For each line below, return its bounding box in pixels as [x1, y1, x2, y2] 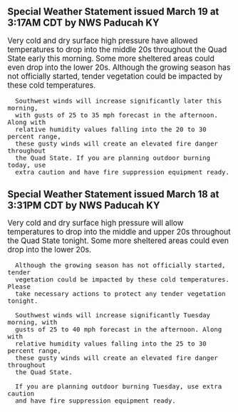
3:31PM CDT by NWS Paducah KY [7, 200, 160, 211]
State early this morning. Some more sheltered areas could [7, 53, 215, 63]
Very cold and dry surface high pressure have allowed [7, 36, 198, 46]
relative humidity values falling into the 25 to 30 [15, 340, 207, 348]
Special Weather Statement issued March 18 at [7, 188, 219, 200]
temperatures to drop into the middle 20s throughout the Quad [7, 44, 227, 54]
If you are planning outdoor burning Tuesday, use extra [15, 383, 222, 391]
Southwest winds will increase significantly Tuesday [15, 311, 211, 319]
